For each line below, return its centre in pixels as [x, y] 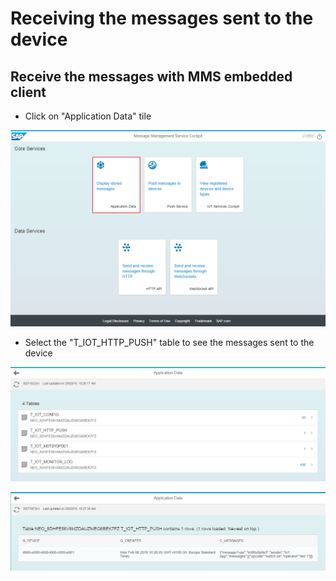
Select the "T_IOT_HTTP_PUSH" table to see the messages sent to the [169, 343]
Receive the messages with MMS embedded [151, 76]
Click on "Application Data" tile [88, 116]
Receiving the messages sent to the [162, 18]
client [28, 92]
